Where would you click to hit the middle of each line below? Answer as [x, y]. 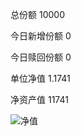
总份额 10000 [37, 14]
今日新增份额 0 [41, 36]
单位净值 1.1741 [40, 78]
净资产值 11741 [39, 99]
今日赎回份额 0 [41, 57]
